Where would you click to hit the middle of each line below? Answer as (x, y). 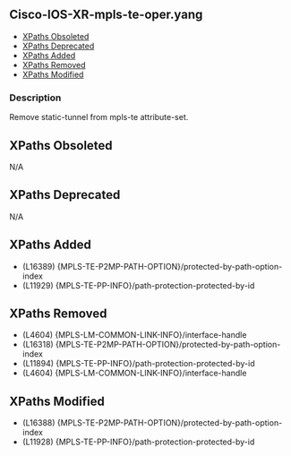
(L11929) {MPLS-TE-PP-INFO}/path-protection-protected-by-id (138, 285)
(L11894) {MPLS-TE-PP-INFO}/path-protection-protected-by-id (138, 364)
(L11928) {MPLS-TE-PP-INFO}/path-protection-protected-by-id (138, 442)
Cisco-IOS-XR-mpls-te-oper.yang (106, 15)
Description (35, 98)
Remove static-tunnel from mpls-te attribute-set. (99, 117)
